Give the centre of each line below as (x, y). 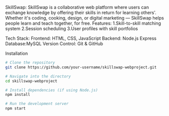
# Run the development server (37, 104)
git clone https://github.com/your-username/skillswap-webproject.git (81, 67)
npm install (18, 95)
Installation (17, 53)
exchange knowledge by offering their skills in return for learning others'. (81, 13)
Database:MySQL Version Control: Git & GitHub (54, 44)
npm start (16, 108)
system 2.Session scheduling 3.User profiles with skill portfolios (72, 29)
